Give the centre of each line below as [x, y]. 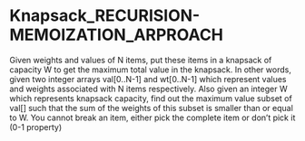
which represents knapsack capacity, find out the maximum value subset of [151, 98]
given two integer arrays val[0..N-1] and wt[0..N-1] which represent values [148, 79]
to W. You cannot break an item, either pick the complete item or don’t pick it [152, 117]
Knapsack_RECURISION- [105, 16]
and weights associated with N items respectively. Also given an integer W [148, 89]
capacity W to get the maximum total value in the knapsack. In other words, [151, 70]
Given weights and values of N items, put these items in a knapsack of [141, 60]
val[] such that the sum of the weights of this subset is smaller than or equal [151, 108]
